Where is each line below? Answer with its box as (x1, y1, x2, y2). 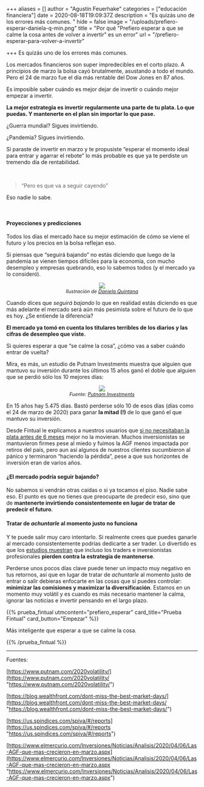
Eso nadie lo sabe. (6, 194, 53, 201)
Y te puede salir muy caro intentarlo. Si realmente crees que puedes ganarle (6, 533, 197, 540)
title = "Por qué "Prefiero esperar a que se (78, 24, 184, 32)
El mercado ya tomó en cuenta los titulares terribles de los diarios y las (6, 324, 188, 332)
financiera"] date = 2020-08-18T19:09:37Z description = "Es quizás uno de (6, 12, 195, 19)
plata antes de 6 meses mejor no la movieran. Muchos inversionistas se (6, 434, 185, 441)
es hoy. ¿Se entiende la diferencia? (6, 312, 93, 319)
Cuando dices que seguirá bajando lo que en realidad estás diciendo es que (6, 299, 197, 307)
